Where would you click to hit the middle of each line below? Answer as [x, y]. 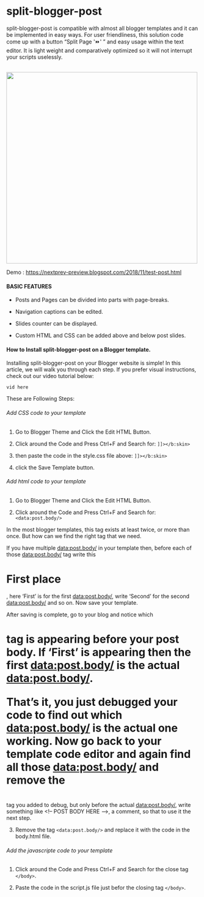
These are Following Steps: [41, 399]
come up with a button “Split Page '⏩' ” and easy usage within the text [95, 42]
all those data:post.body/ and [82, 767]
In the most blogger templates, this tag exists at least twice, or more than [98, 529]
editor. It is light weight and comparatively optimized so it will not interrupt [99, 50]
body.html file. [33, 836]
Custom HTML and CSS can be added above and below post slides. [100, 336]
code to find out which [64, 715]
